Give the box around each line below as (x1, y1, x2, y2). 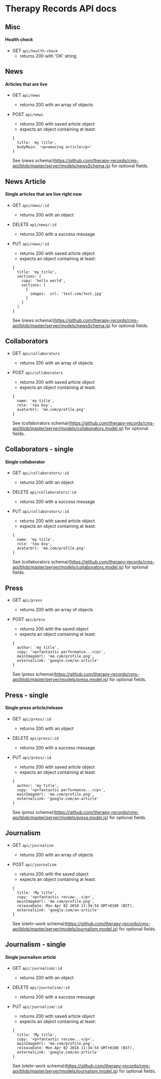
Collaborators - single (5, 445, 74, 453)
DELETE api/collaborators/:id (12, 489, 77, 495)
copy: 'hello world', (21, 278, 66, 283)
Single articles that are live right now (5, 191, 82, 197)
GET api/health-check (12, 48, 58, 54)
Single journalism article (5, 954, 56, 960)
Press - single (5, 691, 48, 699)
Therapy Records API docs (5, 3, 117, 14)
